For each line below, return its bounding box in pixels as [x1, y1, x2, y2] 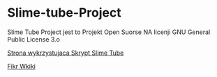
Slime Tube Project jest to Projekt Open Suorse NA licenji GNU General [7, 28, 211, 36]
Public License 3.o [7, 35, 61, 43]
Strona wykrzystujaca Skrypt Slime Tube [7, 49, 124, 57]
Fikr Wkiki [7, 62, 36, 70]
